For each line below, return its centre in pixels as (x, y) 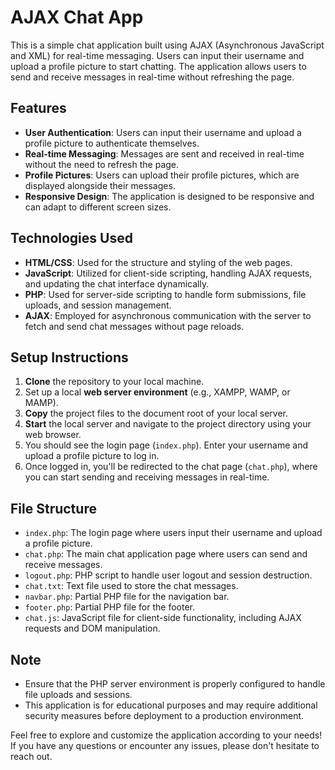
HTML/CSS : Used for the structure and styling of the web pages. (158, 262)
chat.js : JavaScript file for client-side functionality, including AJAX (163, 618)
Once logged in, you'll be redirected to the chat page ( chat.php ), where (171, 467)
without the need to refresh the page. (102, 164)
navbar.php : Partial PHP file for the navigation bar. (127, 597)
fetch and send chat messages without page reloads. (134, 326)
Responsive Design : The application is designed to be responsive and (169, 196)
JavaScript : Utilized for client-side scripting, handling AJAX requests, (168, 273)
